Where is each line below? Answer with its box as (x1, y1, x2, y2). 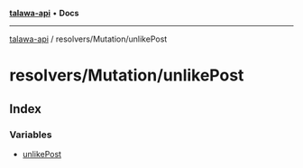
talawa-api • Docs (9, 8, 79, 18)
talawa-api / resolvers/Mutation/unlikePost (9, 33, 168, 44)
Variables (9, 128, 52, 141)
